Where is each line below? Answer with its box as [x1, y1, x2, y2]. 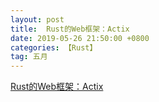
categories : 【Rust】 [10, 42, 98, 53]
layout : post [10, 14, 65, 25]
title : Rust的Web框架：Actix [10, 24, 130, 34]
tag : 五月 [10, 52, 48, 62]
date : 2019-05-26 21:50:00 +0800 [10, 33, 150, 43]
